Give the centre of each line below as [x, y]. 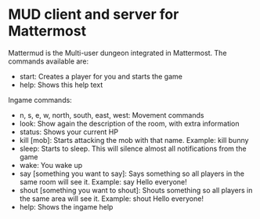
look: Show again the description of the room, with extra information [130, 123]
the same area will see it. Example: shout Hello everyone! [111, 199]
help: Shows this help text [61, 85]
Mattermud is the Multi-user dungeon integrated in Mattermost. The [117, 53]
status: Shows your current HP [69, 132]
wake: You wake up [51, 165]
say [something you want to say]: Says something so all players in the [132, 173]
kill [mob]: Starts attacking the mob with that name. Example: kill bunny [134, 140]
